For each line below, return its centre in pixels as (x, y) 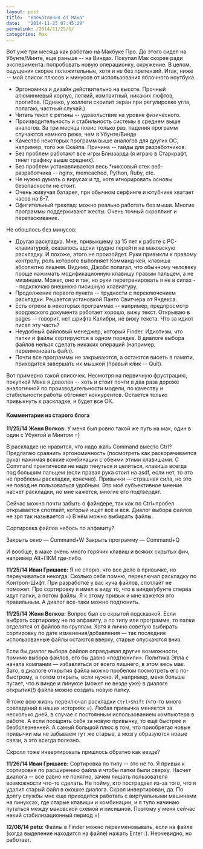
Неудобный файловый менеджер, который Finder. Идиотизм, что (99, 331)
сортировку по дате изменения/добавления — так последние (86, 633)
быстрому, (20, 677)
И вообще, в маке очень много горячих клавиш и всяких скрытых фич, (98, 551)
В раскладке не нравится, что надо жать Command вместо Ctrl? (89, 447)
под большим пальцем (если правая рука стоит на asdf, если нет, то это (100, 473)
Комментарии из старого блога (48, 415)
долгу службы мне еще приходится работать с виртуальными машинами (101, 796)
